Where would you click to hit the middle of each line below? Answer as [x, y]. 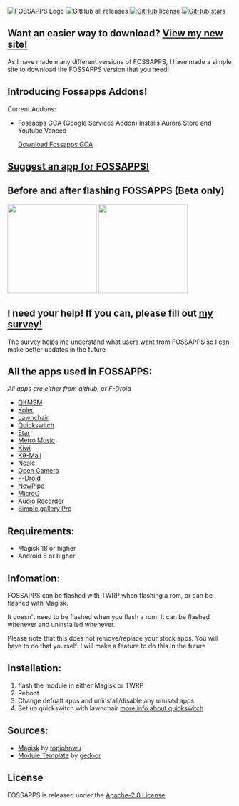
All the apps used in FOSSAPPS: [80, 372]
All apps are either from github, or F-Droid [70, 389]
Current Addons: [32, 109]
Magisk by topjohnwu [49, 748]
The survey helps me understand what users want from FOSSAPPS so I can [118, 342]
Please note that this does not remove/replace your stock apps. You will [113, 638]
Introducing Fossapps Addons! [77, 92]
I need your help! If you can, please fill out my [110, 313]
